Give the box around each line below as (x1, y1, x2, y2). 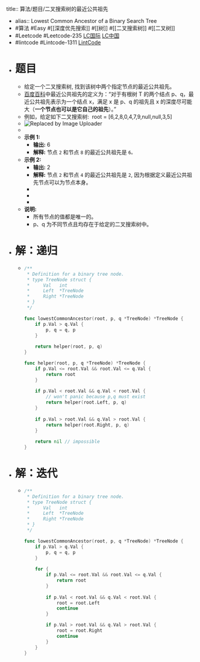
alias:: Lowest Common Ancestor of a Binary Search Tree (14, 18, 157, 24)
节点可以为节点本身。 (38, 179, 92, 186)
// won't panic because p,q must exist (45, 394, 146, 400)
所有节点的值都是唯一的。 (33, 213, 97, 220)
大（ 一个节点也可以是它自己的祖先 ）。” (23, 105, 116, 113)
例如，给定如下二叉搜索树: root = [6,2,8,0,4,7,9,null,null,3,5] (23, 113, 172, 120)
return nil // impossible (35, 439, 101, 445)
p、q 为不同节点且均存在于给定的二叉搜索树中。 (33, 220, 152, 228)
